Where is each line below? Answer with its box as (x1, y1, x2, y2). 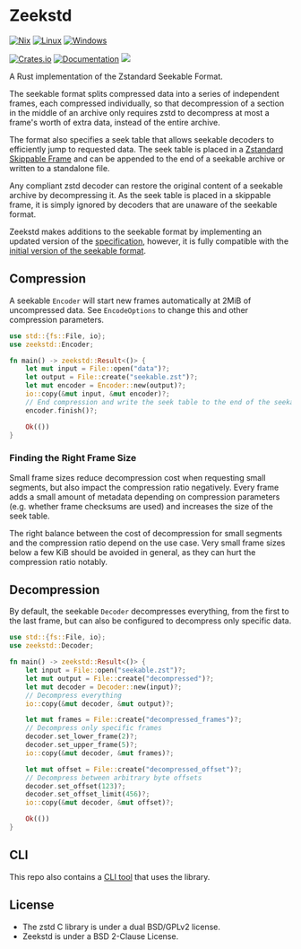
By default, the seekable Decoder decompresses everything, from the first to (9, 606, 289, 617)
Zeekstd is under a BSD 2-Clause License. (21, 930, 179, 942)
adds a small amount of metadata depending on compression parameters (9, 491, 280, 502)
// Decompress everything (25, 691, 123, 700)
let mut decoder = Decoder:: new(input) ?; (25, 683, 182, 692)
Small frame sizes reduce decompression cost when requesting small (9, 472, 266, 483)
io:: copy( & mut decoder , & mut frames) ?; (25, 748, 175, 758)
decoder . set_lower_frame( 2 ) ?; (25, 732, 139, 741)
